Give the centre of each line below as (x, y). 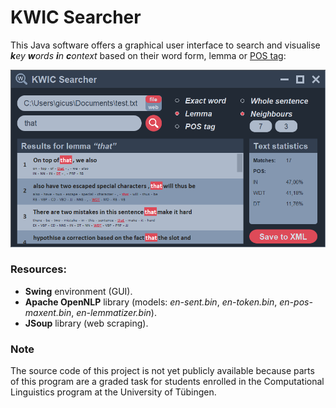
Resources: (38, 269)
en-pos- (296, 302)
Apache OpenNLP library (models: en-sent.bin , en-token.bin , (151, 302)
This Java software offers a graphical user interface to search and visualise (165, 45)
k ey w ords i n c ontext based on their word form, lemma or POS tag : (148, 55)
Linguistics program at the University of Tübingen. (113, 392)
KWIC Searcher (76, 17)
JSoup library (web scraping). (86, 323)
